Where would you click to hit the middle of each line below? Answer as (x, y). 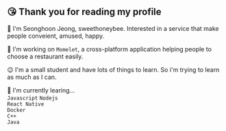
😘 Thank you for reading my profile (85, 12)
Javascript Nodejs (33, 98)
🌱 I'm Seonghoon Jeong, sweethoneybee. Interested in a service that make (113, 28)
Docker (16, 110)
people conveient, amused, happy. (56, 36)
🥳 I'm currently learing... (41, 90)
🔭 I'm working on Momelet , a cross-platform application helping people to (110, 49)
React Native (26, 104)
